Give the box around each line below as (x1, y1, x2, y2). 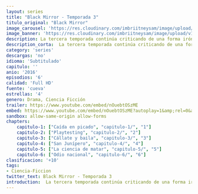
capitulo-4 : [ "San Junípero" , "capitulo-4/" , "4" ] (16, 140, 144, 147)
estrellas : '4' (6, 91, 44, 97)
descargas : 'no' (6, 53, 46, 59)
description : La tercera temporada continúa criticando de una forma (6, 36, 181, 42)
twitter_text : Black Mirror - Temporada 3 (6, 174, 112, 180)
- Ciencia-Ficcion (6, 168, 51, 174)
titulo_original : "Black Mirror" (6, 20, 88, 25)
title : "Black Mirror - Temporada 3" (6, 14, 99, 20)
